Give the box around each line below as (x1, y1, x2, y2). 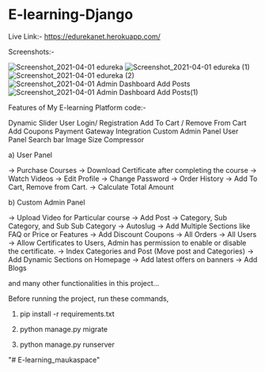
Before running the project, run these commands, (8, 294, 169, 303)
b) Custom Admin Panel (8, 197, 85, 207)
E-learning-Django (8, 6, 134, 24)
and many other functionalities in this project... (8, 278, 160, 287)
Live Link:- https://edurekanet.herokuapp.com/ (8, 32, 161, 41)
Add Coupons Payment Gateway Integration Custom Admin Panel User (8, 126, 239, 136)
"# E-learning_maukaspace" (8, 355, 100, 364)
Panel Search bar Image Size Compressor (8, 134, 145, 144)
